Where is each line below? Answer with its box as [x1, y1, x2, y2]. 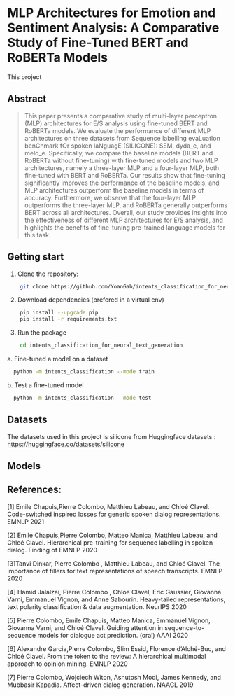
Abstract [7, 93, 47, 105]
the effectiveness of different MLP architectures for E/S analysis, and [24, 216, 224, 224]
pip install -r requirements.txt [20, 316, 117, 323]
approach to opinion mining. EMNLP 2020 [7, 660, 128, 668]
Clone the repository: [17, 270, 79, 278]
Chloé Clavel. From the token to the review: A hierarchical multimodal [7, 652, 206, 660]
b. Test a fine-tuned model [7, 380, 84, 389]
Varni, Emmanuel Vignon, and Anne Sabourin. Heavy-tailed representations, [7, 595, 226, 604]
